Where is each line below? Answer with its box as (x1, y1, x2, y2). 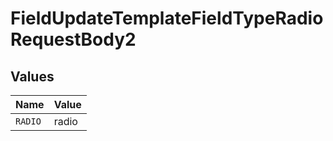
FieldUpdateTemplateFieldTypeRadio (10, 7, 324, 30)
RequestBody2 (10, 28, 137, 51)
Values (10, 68, 55, 85)
